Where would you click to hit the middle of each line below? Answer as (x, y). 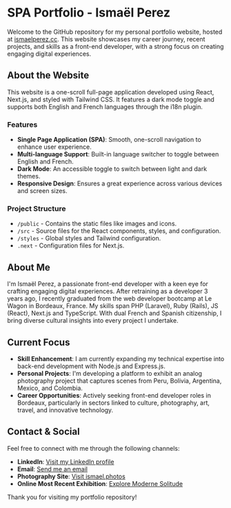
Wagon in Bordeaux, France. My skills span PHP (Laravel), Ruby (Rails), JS (113, 306)
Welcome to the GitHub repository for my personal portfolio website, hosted (115, 32)
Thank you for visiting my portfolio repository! (72, 497)
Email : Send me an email (52, 469)
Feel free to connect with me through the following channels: (93, 448)
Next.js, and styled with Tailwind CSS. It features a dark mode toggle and (111, 99)
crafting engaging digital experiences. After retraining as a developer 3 (108, 292)
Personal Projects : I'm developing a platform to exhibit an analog (109, 373)
